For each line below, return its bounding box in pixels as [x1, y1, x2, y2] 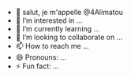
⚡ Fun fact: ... [15, 61, 59, 71]
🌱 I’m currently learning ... [15, 24, 100, 33]
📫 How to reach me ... [15, 42, 89, 50]
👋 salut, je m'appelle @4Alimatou [15, 8, 124, 16]
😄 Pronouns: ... [15, 53, 67, 62]
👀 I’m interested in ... [15, 16, 83, 25]
